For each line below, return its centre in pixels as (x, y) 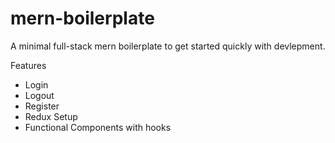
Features (28, 65)
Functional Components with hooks (98, 127)
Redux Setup (51, 116)
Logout (39, 95)
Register (42, 106)
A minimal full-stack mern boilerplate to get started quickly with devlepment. (168, 46)
